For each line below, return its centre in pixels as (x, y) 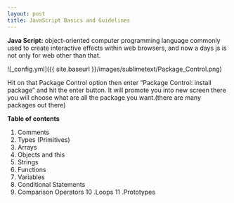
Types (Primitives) (44, 139)
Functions (32, 169)
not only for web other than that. (54, 55)
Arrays (27, 147)
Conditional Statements (51, 184)
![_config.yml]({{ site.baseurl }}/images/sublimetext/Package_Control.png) (115, 69)
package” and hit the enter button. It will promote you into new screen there (117, 90)
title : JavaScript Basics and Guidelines (69, 20)
